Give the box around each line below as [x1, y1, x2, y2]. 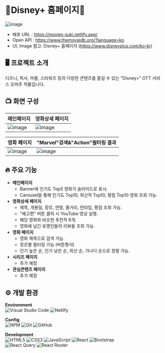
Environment [5, 302, 32, 308]
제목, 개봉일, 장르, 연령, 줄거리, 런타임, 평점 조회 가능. [19, 204, 122, 210]
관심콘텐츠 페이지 [12, 266, 46, 272]
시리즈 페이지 [12, 254, 38, 260]
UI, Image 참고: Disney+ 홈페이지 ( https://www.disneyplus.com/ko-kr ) [12, 43, 153, 49]
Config [5, 317, 20, 323]
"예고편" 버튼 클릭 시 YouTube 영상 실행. [19, 211, 98, 217]
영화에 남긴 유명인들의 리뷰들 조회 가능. [19, 223, 95, 229]
